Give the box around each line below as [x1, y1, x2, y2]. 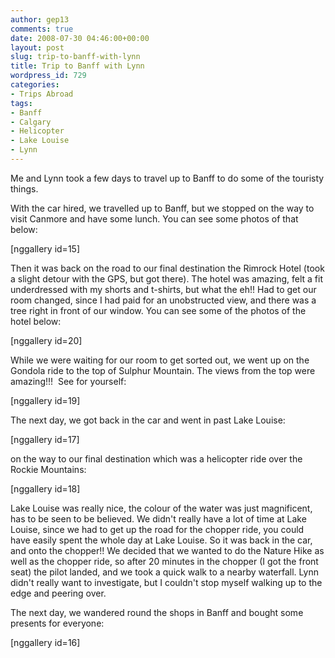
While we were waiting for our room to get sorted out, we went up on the [10, 354, 310, 366]
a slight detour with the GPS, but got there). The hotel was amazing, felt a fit [10, 272, 323, 285]
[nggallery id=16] [10, 636, 81, 648]
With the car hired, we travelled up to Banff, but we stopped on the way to [10, 202, 315, 214]
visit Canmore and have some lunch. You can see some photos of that [10, 212, 299, 225]
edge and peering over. [10, 587, 107, 599]
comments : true [10, 24, 74, 34]
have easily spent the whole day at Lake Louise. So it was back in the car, [10, 534, 313, 546]
